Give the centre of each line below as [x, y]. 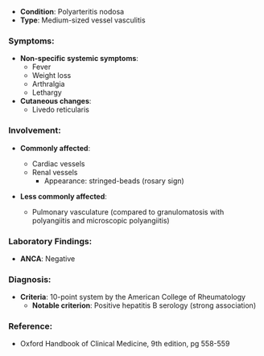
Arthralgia [48, 84]
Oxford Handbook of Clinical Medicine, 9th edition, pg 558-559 [125, 344]
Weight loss [52, 76]
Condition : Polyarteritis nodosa [72, 12]
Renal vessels [55, 172]
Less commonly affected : [63, 196]
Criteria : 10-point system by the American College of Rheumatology [133, 297]
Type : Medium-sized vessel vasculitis [83, 20]
